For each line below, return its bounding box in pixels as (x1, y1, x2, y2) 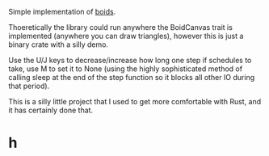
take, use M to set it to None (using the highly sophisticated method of (8, 64, 243, 74)
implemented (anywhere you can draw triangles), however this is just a (8, 32, 244, 40)
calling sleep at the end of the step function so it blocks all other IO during (8, 73, 255, 82)
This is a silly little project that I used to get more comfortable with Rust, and (8, 97, 262, 106)
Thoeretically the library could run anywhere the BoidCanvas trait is (8, 23, 233, 32)
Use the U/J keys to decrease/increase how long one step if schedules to (8, 56, 252, 65)
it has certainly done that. (8, 105, 94, 115)
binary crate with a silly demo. (8, 40, 109, 49)
